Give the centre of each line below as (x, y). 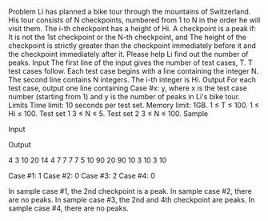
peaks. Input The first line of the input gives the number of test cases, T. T (131, 62)
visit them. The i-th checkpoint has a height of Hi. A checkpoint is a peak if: (132, 28)
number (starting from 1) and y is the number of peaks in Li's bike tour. (124, 96)
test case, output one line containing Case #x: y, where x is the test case (128, 88)
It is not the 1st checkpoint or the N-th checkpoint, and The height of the (127, 37)
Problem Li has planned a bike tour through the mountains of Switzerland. (130, 12)
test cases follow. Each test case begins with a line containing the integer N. (134, 71)
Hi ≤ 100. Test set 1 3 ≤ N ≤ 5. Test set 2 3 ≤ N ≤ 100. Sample (108, 114)
